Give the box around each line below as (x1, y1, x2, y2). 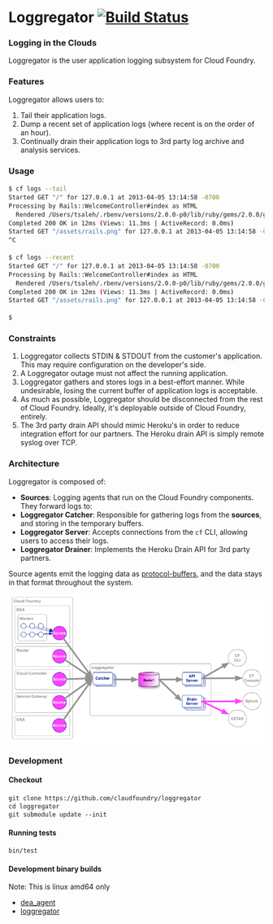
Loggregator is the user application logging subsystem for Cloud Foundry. (8, 55, 256, 65)
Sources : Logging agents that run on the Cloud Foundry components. (19, 493, 254, 502)
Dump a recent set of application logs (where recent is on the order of (19, 119, 255, 129)
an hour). (19, 127, 51, 138)
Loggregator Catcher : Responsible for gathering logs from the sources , (19, 510, 262, 519)
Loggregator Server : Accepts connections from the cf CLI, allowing (19, 527, 248, 536)
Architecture (8, 458, 60, 470)
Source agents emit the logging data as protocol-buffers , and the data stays (8, 568, 262, 578)
